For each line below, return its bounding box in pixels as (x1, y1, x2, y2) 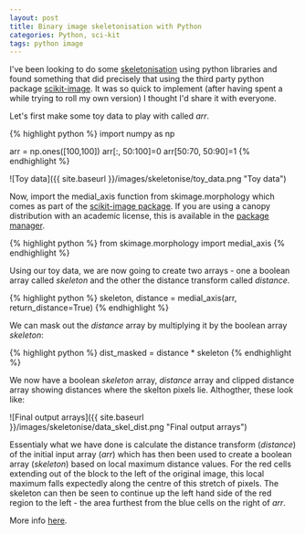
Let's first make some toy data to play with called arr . (9, 110, 210, 121)
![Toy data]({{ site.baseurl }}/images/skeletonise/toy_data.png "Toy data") (9, 173, 287, 184)
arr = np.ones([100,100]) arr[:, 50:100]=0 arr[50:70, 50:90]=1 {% (9, 146, 251, 157)
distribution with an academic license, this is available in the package (9, 211, 269, 222)
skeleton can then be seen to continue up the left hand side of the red (9, 487, 272, 498)
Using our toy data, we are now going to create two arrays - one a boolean (9, 266, 290, 277)
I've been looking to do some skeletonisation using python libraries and (9, 64, 278, 75)
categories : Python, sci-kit (9, 30, 121, 39)
